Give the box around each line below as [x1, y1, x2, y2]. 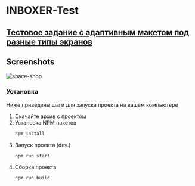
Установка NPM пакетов [14, 119, 77, 126]
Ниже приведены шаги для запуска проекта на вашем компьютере [6, 101, 178, 108]
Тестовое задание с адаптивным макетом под [6, 27, 190, 38]
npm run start [14, 153, 50, 159]
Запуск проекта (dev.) [14, 141, 71, 148]
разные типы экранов [6, 36, 92, 46]
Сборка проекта [14, 163, 57, 170]
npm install [14, 131, 45, 137]
